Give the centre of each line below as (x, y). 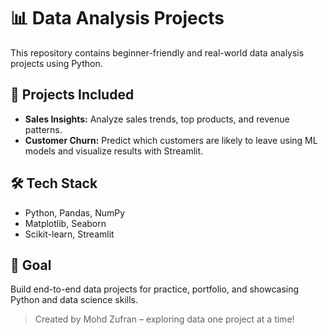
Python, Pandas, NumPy (75, 212)
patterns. (43, 129)
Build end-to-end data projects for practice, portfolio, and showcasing (155, 289)
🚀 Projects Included (72, 95)
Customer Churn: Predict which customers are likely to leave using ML (171, 140)
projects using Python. (56, 63)
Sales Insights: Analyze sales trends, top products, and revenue (157, 119)
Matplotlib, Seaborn (65, 223)
